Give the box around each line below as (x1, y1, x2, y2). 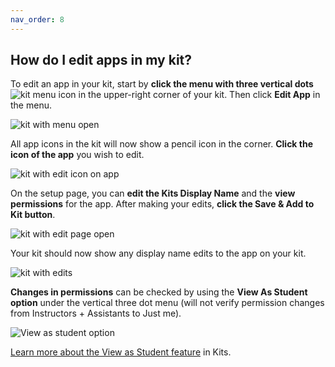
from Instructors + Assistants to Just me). (10, 307, 182, 320)
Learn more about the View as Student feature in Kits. (10, 346, 232, 358)
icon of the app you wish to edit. (10, 149, 145, 161)
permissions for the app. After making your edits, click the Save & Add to (10, 198, 315, 210)
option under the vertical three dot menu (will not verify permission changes (10, 297, 325, 309)
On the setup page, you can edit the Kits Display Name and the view (10, 187, 296, 200)
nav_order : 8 (10, 14, 65, 25)
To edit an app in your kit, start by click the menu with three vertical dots (10, 78, 314, 90)
